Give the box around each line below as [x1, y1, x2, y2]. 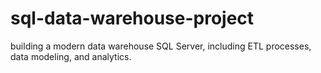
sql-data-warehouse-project [10, 7, 255, 30]
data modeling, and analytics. [10, 50, 132, 62]
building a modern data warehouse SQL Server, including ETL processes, [10, 40, 312, 52]
